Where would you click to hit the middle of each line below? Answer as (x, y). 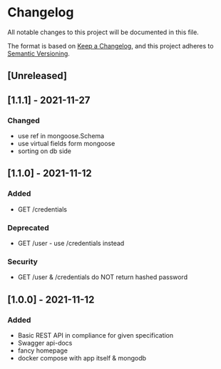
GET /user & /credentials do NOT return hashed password (102, 277)
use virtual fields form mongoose (66, 144)
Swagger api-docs (45, 343)
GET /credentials (42, 209)
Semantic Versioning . (38, 53)
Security (22, 261)
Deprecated (29, 227)
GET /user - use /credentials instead (71, 243)
